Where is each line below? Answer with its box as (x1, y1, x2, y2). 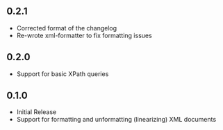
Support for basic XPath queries (16, 69, 109, 78)
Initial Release (16, 108, 57, 116)
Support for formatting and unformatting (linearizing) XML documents (16, 115, 217, 124)
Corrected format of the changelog (16, 24, 117, 32)
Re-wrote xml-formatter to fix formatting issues (16, 31, 152, 39)
